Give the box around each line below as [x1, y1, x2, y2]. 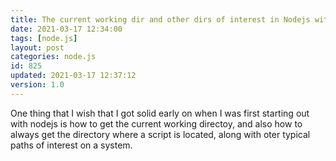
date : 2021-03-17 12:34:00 [10, 24, 123, 34]
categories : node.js [10, 52, 97, 62]
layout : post [10, 42, 65, 53]
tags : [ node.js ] [10, 33, 78, 43]
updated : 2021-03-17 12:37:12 [10, 71, 137, 81]
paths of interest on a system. [10, 139, 133, 151]
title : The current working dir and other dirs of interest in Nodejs [10, 14, 311, 25]
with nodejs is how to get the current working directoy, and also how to [10, 117, 303, 130]
